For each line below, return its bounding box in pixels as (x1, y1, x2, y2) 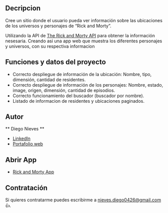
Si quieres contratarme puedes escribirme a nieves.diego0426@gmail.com (5, 197, 161, 203)
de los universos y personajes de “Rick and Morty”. (5, 23, 112, 29)
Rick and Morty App (12, 169, 54, 175)
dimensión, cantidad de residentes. (12, 77, 86, 83)
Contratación (5, 183, 48, 192)
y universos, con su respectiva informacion (5, 43, 95, 49)
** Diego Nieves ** (5, 126, 44, 132)
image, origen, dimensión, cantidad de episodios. (12, 87, 115, 93)
